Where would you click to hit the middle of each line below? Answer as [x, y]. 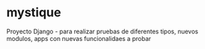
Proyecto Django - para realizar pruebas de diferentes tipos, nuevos [102, 31]
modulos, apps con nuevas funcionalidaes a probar [79, 38]
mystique [34, 13]
